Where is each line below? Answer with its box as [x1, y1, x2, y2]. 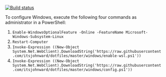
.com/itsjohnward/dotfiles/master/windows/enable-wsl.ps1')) [12, 53, 142, 58]
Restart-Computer [12, 39, 49, 44]
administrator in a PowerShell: [5, 20, 66, 25]
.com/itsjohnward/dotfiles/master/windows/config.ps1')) [12, 67, 133, 72]
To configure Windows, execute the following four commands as [5, 14, 137, 20]
